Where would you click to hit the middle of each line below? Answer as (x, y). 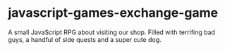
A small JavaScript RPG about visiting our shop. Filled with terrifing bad (112, 32)
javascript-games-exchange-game (113, 13)
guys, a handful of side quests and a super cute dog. (85, 39)
